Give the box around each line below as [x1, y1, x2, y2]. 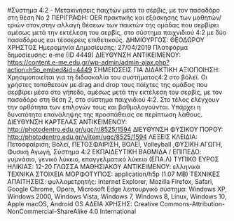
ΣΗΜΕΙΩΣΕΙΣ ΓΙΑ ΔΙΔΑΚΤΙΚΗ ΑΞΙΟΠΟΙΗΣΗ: [93, 66, 220, 74]
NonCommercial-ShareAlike [7, 207, 88, 215]
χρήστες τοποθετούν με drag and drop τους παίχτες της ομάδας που [7, 81, 208, 88]
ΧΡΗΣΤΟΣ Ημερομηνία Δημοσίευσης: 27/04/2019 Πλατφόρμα [7, 43, 188, 51]
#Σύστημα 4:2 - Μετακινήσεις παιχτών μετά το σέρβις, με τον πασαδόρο [7, 6, 221, 14]
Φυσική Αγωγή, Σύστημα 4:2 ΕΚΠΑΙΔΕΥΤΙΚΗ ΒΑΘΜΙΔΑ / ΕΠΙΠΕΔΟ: [7, 147, 202, 156]
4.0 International [88, 207, 137, 215]
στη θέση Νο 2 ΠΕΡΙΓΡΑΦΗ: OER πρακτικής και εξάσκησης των [7, 13, 191, 22]
